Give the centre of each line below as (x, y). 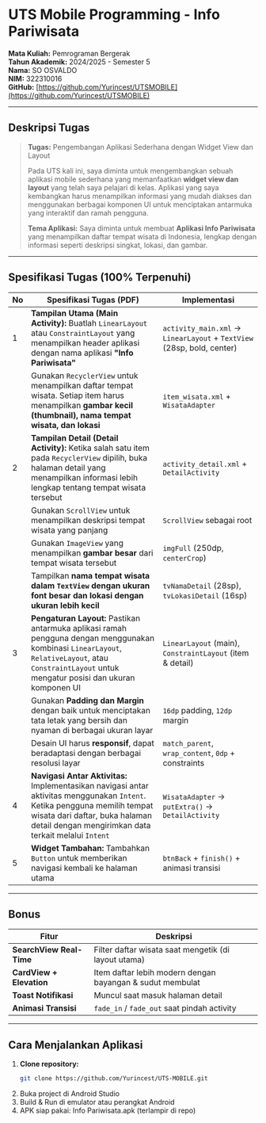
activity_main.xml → (202, 328)
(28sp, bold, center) (200, 348)
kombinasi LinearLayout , (77, 647)
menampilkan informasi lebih (85, 477)
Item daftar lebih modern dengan (155, 972)
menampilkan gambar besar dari (92, 552)
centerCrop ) (185, 558)
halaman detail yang (68, 468)
